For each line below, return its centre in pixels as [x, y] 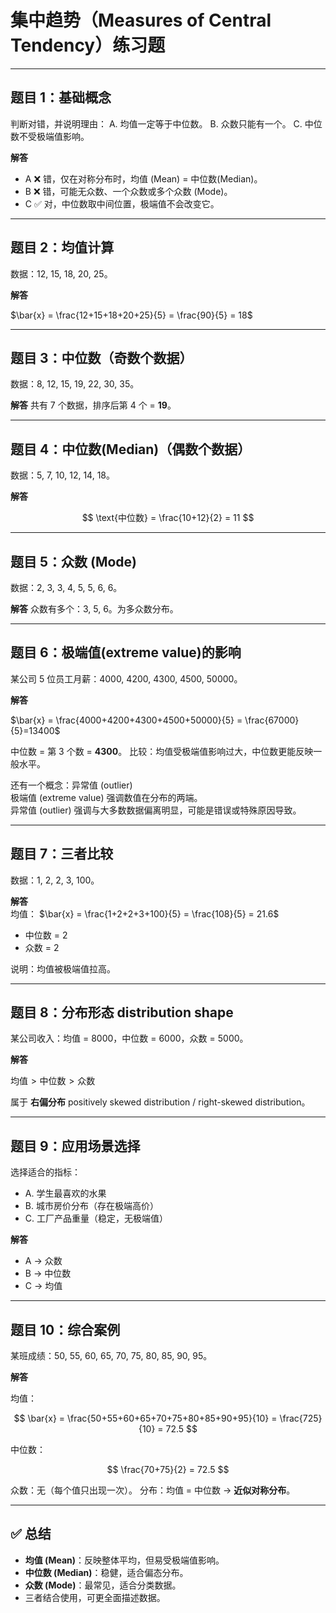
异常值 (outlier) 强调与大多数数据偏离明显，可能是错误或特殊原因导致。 [156, 810]
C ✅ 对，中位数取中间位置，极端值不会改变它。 [122, 203]
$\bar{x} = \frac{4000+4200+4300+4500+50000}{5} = [126, 720]
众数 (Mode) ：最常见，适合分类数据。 [103, 1585]
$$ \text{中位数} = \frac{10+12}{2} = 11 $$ [168, 518]
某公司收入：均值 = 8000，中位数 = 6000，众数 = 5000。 [129, 1038]
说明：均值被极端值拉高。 [63, 968]
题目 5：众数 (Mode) [74, 561]
